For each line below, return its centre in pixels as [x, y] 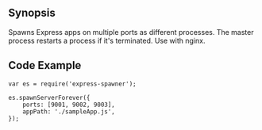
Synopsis [32, 13]
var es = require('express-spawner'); [72, 84]
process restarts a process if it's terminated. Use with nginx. [107, 40]
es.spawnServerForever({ [49, 97]
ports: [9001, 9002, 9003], [69, 105]
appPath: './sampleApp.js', [69, 111]
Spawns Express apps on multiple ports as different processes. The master [131, 32]
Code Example [45, 65]
